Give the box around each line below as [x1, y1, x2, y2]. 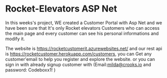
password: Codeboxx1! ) [5, 66, 56, 73]
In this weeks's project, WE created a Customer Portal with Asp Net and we [5, 20, 162, 26]
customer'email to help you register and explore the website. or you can [5, 56, 155, 62]
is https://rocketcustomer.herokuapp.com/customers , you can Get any [5, 51, 152, 57]
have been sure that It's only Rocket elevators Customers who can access [5, 25, 160, 31]
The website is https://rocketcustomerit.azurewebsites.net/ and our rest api [5, 45, 162, 51]
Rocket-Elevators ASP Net [5, 3, 117, 15]
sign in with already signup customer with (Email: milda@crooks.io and [5, 61, 151, 67]
